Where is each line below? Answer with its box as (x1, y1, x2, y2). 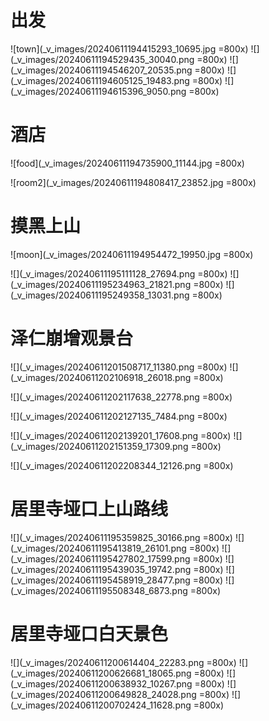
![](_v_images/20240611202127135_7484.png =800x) (10, 410, 228, 422)
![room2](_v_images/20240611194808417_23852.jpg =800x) (10, 176, 257, 188)
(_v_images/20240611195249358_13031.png (10, 289, 190, 301)
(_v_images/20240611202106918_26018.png (10, 371, 192, 383)
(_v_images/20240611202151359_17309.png (10, 440, 189, 452)
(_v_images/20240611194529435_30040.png (10, 53, 195, 65)
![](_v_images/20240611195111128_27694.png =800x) (10, 267, 228, 280)
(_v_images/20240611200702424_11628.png (10, 699, 192, 711)
